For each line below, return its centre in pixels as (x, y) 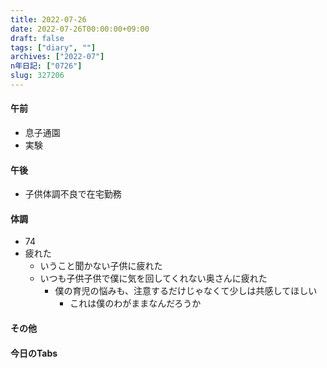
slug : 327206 (37, 76)
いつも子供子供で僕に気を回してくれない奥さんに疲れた (153, 278)
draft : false (37, 38)
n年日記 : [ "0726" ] (46, 66)
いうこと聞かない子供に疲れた (101, 266)
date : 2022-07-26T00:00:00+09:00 (80, 29)
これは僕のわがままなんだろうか (135, 303)
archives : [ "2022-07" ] (57, 57)
